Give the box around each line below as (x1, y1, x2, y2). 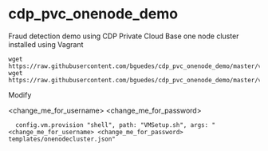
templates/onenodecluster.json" (8, 135, 116, 143)
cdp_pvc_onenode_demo (8, 5, 178, 23)
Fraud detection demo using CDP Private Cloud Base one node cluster (8, 31, 239, 41)
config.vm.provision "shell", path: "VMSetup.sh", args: (15, 121, 209, 129)
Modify (8, 89, 32, 100)
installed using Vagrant (8, 39, 84, 49)
